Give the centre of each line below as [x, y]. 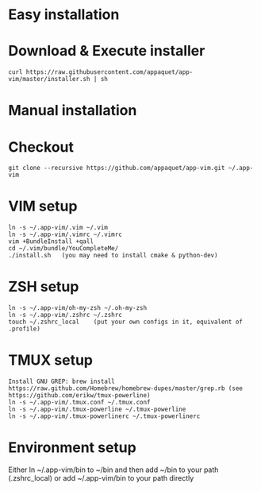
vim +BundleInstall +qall [51, 242]
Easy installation [64, 15]
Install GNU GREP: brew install [61, 382]
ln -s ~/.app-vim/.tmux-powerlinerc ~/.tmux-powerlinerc [104, 416]
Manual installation [73, 111]
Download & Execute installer [107, 51]
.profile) [25, 329]
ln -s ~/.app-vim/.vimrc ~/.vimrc [65, 235]
